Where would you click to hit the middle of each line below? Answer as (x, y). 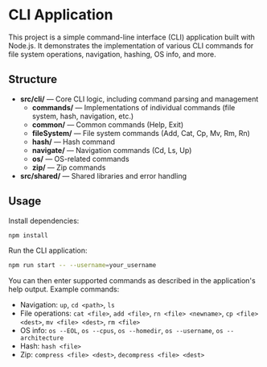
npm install (28, 235)
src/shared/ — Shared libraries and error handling (103, 175)
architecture (42, 338)
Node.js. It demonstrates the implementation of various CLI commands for (131, 45)
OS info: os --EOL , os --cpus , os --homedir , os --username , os (121, 331)
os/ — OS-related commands (81, 159)
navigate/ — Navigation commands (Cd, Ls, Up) (112, 150)
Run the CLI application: (48, 250)
